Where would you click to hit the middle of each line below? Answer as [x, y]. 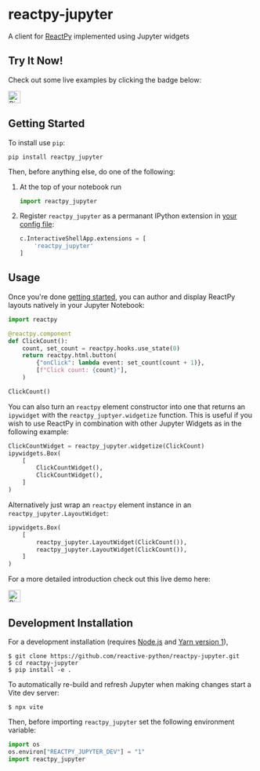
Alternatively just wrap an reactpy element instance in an [100, 505]
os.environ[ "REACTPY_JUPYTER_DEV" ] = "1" [77, 751]
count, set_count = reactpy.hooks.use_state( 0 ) [101, 348]
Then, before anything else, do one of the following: [92, 171]
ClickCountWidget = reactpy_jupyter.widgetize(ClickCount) [107, 446]
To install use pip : [36, 142]
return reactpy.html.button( [70, 356]
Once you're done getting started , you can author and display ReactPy [122, 297]
